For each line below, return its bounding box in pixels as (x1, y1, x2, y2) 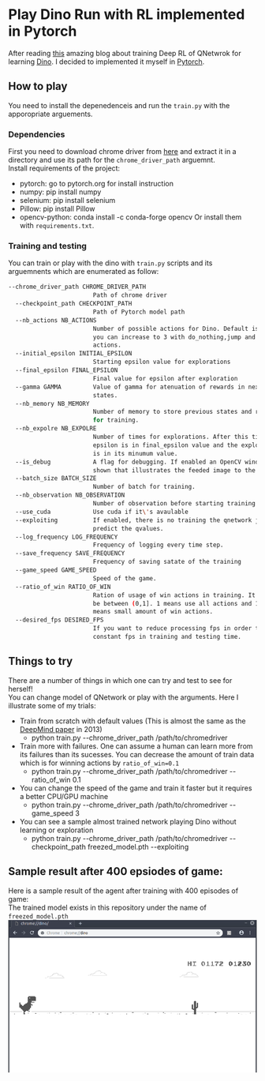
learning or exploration (19, 825, 94, 835)
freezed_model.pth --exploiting (88, 842, 189, 851)
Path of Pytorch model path (92, 308, 185, 316)
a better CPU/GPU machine (19, 791, 109, 801)
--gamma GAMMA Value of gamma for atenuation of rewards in (15, 383, 245, 391)
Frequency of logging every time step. (92, 541, 224, 550)
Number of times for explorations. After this (92, 433, 248, 441)
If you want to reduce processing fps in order (92, 625, 252, 632)
